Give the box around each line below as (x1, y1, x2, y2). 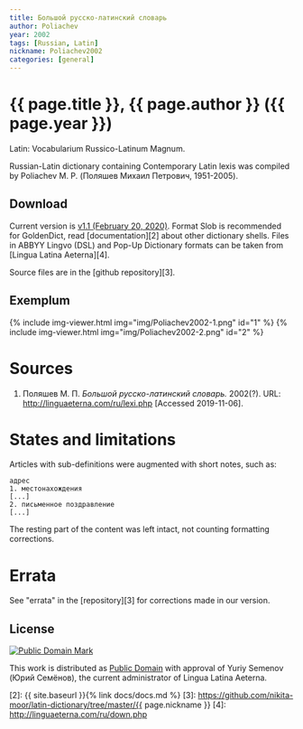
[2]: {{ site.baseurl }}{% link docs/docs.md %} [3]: (9, 690, 197, 701)
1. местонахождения (9, 484, 83, 493)
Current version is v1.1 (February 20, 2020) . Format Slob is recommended (9, 220, 282, 231)
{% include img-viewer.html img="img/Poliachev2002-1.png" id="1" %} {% (9, 317, 289, 328)
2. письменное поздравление (9, 500, 115, 509)
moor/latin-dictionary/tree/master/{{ (9, 699, 142, 710)
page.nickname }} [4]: (143, 699, 227, 710)
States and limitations (9, 429, 177, 450)
